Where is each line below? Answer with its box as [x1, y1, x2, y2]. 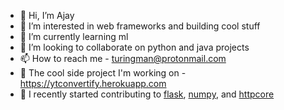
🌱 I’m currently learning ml [19, 31, 129, 42]
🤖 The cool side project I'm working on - [19, 67, 187, 79]
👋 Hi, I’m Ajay [19, 10, 75, 21]
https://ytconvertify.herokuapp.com [19, 78, 167, 89]
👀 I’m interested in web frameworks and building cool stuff [19, 20, 261, 32]
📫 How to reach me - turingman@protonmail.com [19, 53, 227, 64]
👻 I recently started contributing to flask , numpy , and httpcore [19, 88, 275, 100]
